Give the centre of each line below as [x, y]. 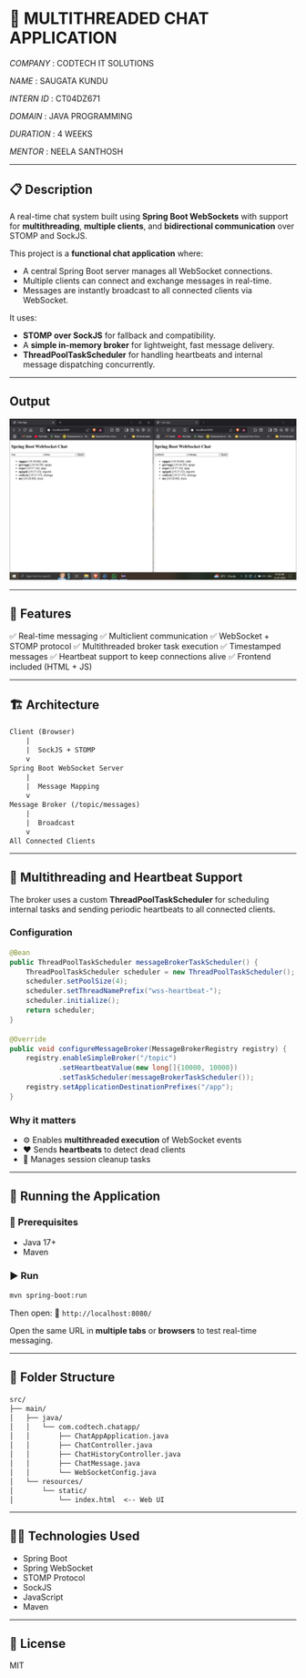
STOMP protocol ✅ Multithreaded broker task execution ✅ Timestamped [145, 646]
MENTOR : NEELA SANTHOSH [66, 151]
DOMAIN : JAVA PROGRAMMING [71, 116]
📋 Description [51, 190]
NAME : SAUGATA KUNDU [59, 80]
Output [30, 401]
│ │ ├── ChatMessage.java [75, 1463]
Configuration [41, 933]
